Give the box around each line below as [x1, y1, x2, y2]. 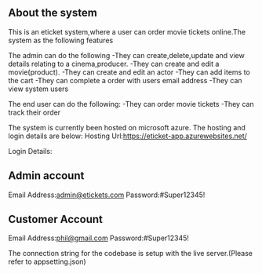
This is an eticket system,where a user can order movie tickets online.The [8, 27, 246, 36]
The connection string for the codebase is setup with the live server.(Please [8, 249, 253, 258]
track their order [8, 108, 61, 117]
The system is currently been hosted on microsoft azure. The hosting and [8, 122, 246, 132]
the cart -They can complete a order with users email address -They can [8, 75, 242, 85]
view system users [8, 84, 69, 93]
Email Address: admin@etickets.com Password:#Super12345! [8, 190, 206, 199]
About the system [8, 6, 98, 20]
